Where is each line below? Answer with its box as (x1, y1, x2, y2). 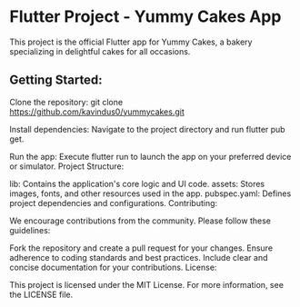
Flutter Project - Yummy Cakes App (9, 6, 282, 27)
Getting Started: (9, 73, 103, 88)
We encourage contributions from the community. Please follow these (9, 215, 271, 226)
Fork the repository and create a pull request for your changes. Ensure (9, 243, 274, 253)
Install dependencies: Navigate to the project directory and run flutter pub (9, 124, 285, 134)
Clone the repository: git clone (9, 96, 124, 107)
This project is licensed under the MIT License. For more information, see (9, 279, 285, 290)
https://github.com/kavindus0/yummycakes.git (9, 106, 185, 117)
